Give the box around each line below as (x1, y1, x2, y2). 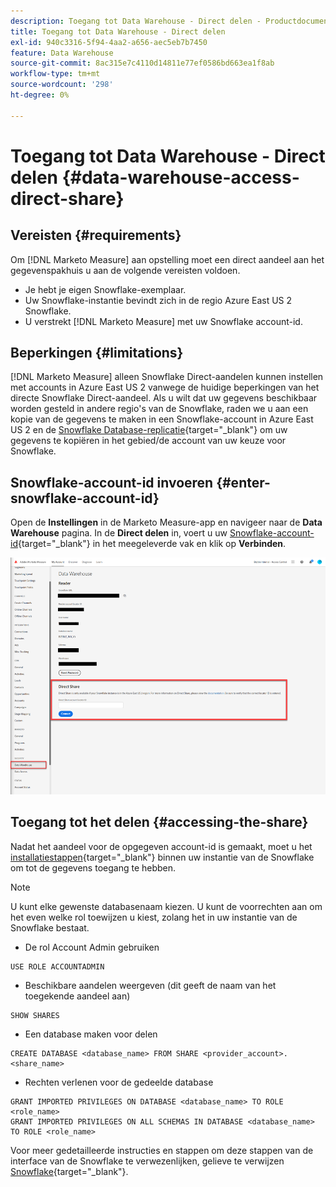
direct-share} (10, 187, 125, 210)
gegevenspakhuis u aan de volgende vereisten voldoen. (10, 264, 241, 276)
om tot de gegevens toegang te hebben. (10, 861, 177, 874)
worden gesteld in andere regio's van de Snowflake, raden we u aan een (10, 403, 309, 415)
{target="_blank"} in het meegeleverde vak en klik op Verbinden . (17, 538, 287, 550)
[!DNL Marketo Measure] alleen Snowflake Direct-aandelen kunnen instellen (10, 371, 324, 383)
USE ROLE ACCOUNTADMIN (10, 961, 105, 972)
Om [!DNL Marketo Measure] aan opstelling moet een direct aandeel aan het (10, 253, 325, 265)
